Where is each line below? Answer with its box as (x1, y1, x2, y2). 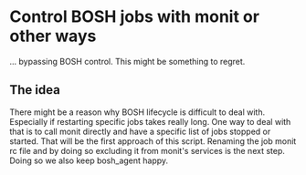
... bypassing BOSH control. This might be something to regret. (9, 56, 246, 67)
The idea (9, 82, 61, 98)
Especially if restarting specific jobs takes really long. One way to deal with (9, 116, 291, 127)
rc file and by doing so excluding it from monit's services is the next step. (9, 145, 286, 156)
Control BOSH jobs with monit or (9, 6, 260, 27)
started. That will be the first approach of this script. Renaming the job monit (9, 135, 297, 147)
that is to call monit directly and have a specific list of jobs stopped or (9, 126, 271, 137)
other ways (9, 26, 97, 46)
